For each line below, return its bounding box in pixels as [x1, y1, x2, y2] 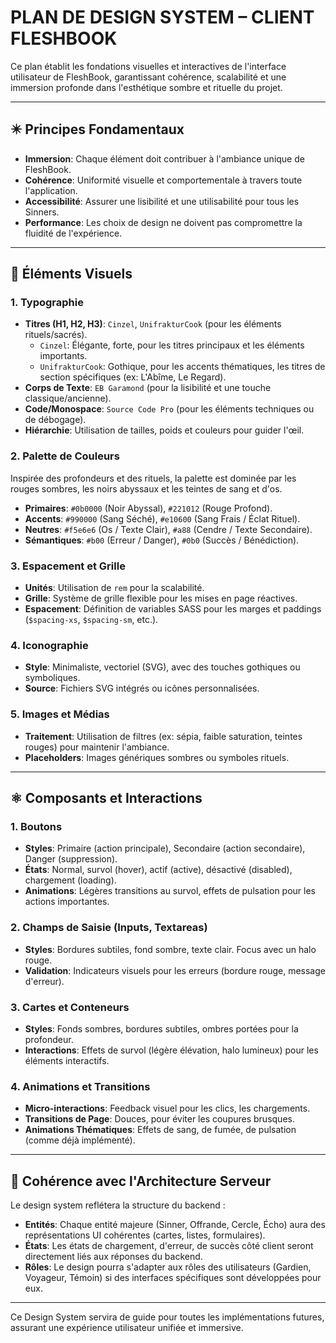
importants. [39, 350, 88, 362]
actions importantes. [24, 896, 110, 908]
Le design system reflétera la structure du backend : [10, 1199, 226, 1211]
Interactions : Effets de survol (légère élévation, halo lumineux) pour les [24, 1044, 319, 1056]
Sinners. [24, 206, 60, 218]
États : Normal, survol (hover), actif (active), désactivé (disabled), [24, 864, 293, 876]
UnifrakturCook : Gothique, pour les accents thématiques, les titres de [39, 361, 326, 373]
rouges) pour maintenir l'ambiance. [24, 741, 170, 753]
